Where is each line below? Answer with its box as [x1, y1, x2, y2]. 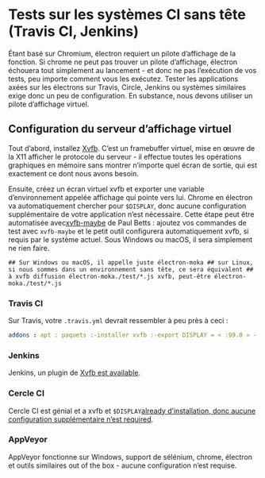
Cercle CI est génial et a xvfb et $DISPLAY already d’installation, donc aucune [8, 406, 256, 415]
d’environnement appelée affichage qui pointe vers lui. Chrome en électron [8, 192, 253, 202]
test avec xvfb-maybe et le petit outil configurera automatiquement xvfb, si [8, 226, 249, 236]
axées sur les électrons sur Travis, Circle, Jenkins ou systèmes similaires [8, 82, 247, 92]
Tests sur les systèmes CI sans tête [8, 6, 246, 24]
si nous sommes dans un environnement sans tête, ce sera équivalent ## [8, 265, 254, 273]
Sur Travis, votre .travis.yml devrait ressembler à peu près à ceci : [8, 316, 229, 326]
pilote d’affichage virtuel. [8, 99, 90, 109]
